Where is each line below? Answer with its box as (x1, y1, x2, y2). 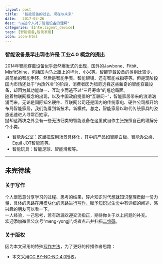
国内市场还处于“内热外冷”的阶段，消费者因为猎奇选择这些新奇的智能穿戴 (5, 81, 149, 87)
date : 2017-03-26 (5, 16, 45, 21)
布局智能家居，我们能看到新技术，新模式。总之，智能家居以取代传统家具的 (5, 105, 154, 112)
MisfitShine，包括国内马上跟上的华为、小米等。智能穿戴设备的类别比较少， (5, 69, 155, 75)
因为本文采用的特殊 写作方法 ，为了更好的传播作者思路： (5, 244, 115, 249)
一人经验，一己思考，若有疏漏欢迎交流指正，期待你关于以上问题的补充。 (5, 212, 149, 218)
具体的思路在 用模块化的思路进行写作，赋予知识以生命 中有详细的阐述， (13, 200, 154, 206)
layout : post (5, 7, 32, 12)
